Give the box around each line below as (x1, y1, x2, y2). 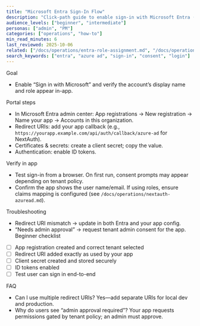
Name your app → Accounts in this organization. (14, 117, 134, 124)
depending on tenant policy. (14, 177, 84, 184)
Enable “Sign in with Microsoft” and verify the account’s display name (14, 81, 186, 88)
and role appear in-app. (14, 87, 73, 94)
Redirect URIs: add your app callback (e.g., (14, 123, 120, 130)
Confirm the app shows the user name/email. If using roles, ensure (14, 184, 179, 191)
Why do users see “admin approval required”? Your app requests (14, 306, 174, 314)
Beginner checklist (14, 232, 61, 239)
